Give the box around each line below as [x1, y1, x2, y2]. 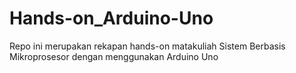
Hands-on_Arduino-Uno [9, 7, 214, 30]
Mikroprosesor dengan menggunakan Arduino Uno [9, 50, 219, 62]
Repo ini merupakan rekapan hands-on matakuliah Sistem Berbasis [9, 40, 286, 52]
